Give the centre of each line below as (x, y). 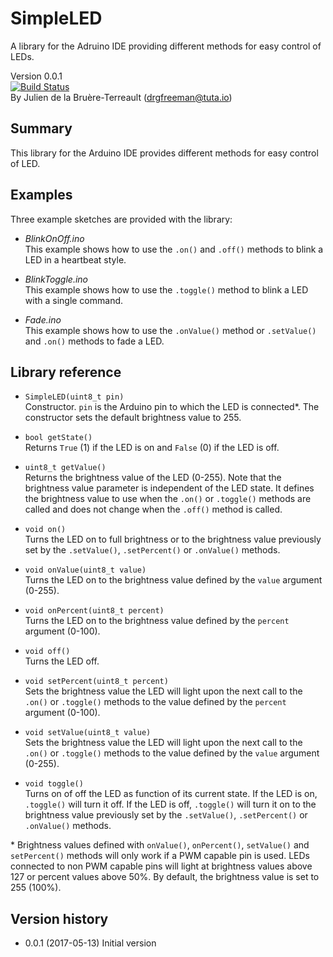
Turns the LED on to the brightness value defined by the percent (157, 621)
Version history (59, 918)
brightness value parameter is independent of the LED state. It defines (169, 488)
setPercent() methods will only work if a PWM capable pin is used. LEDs (160, 856)
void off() (47, 652)
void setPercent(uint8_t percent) (96, 682)
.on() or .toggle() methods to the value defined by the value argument (172, 753)
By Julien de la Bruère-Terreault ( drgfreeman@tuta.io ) (121, 97)
